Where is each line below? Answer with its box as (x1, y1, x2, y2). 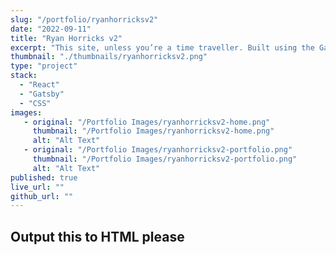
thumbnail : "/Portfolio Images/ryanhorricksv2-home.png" (32, 126, 275, 136)
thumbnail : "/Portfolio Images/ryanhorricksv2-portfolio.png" (32, 154, 298, 164)
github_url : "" (10, 191, 74, 201)
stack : (10, 71, 38, 81)
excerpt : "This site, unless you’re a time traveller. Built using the (10, 42, 315, 53)
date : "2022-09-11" (10, 24, 92, 34)
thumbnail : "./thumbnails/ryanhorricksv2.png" (10, 52, 208, 62)
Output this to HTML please (10, 228, 185, 245)
